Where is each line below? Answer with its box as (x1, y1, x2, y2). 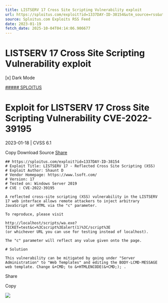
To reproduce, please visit (5, 212, 64, 217)
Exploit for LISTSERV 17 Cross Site (5, 102, 150, 113)
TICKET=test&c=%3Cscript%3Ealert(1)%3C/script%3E (5, 225, 111, 230)
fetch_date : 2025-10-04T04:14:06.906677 (5, 26, 91, 31)
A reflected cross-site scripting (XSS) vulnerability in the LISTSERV (5, 194, 157, 199)
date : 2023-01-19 (5, 21, 41, 27)
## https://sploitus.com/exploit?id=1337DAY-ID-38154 (5, 159, 120, 164)
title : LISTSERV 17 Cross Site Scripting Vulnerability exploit (5, 7, 142, 13)
